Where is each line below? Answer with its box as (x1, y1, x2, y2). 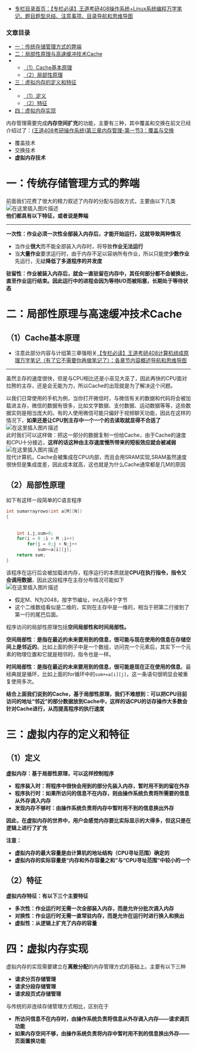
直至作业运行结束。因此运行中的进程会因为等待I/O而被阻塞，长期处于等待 (6, 277, 184, 284)
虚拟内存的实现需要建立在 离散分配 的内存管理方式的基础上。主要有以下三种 (6, 963, 186, 970)
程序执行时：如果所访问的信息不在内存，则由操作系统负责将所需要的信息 (14, 789, 189, 796)
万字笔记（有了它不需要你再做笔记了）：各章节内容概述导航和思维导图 (19, 357, 187, 364)
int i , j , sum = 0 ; (16, 530, 54, 536)
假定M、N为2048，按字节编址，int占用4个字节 (14, 596, 128, 603)
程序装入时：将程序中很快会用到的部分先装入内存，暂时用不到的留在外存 (14, 782, 189, 789)
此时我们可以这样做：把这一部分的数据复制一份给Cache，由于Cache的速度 (6, 431, 186, 438)
